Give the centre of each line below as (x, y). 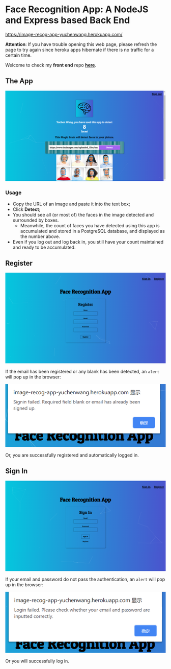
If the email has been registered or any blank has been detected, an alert (82, 371)
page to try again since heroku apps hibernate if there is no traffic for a (80, 50)
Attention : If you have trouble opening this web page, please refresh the (81, 44)
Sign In (17, 471)
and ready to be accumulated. (44, 247)
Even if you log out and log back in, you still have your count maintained (88, 242)
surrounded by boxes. (36, 220)
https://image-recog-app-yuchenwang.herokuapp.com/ (64, 34)
